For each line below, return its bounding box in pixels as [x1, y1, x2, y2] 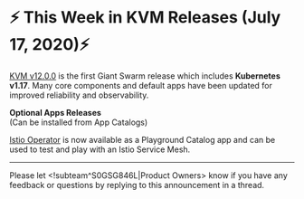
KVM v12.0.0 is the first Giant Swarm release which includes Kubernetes [9, 70, 280, 81]
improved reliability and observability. [9, 90, 149, 100]
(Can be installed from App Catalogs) [9, 117, 148, 128]
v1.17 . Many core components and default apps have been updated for [9, 80, 273, 90]
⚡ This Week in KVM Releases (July [9, 7, 281, 28]
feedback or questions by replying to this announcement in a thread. [9, 179, 265, 190]
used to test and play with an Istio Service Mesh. [9, 144, 191, 155]
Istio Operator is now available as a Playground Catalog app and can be [9, 134, 276, 145]
